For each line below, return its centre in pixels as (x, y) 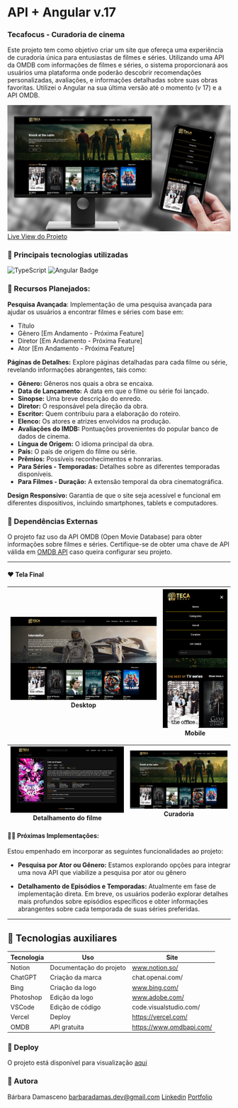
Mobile (195, 733)
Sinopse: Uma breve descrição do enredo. (80, 398)
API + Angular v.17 (62, 12)
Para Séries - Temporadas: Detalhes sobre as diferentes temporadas (119, 466)
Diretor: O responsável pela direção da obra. (83, 406)
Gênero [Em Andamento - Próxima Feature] (81, 333)
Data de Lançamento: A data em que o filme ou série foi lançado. (113, 391)
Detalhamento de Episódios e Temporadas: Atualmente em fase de (117, 886)
